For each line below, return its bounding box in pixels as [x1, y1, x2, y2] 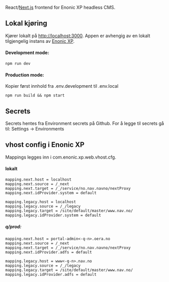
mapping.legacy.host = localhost [5, 199, 76, 204]
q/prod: [5, 223, 22, 229]
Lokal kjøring [5, 19, 47, 28]
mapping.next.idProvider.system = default [5, 191, 97, 196]
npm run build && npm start [5, 93, 65, 98]
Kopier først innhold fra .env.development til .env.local [5, 83, 119, 89]
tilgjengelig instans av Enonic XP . [5, 38, 75, 44]
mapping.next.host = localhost [5, 177, 72, 183]
